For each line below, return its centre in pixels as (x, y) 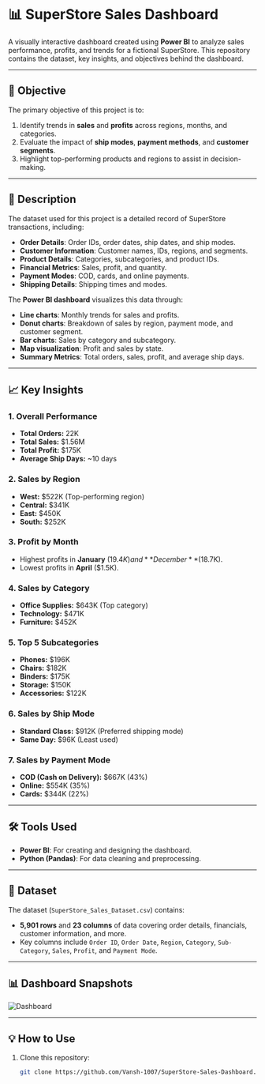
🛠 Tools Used (43, 827)
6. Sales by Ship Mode (51, 713)
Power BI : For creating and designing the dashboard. (105, 850)
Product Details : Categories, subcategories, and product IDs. (119, 259)
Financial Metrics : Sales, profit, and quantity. (93, 267)
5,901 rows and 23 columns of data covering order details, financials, (133, 925)
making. (32, 167)
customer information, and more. (73, 933)
